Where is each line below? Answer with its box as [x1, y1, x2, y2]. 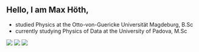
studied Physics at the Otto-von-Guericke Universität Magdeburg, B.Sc [15, 21, 194, 28]
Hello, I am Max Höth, [6, 5, 89, 15]
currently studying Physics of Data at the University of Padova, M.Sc [15, 27, 187, 34]
